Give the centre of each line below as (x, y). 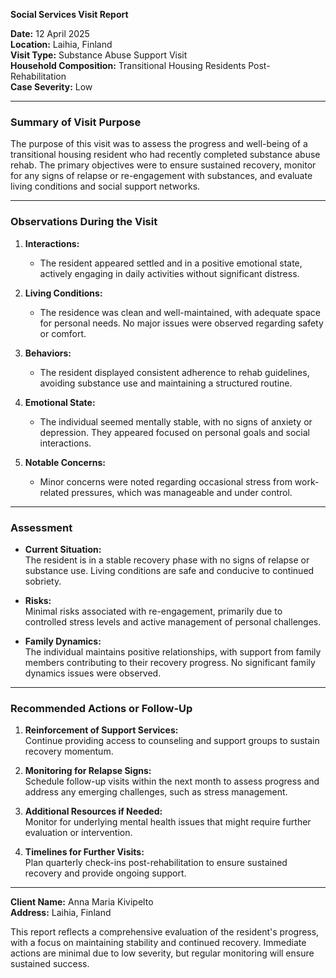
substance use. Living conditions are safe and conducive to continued (169, 570)
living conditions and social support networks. (105, 186)
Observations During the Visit (84, 222)
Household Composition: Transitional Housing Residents (128, 65)
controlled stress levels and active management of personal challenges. (173, 621)
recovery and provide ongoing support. (105, 873)
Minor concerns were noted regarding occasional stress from (166, 481)
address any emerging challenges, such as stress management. (156, 792)
